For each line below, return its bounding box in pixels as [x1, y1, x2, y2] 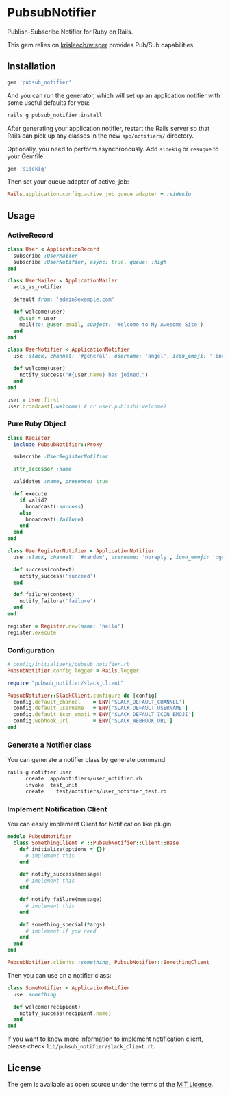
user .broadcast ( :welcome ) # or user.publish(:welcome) [7, 403, 167, 410]
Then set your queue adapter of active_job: [7, 177, 129, 186]
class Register [7, 434, 51, 441]
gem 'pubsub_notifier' [7, 79, 72, 86]
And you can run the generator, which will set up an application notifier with [7, 91, 220, 99]
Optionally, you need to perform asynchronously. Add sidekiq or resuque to [7, 145, 219, 153]
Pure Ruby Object [7, 419, 67, 429]
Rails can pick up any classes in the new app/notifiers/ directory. [7, 132, 194, 140]
